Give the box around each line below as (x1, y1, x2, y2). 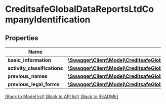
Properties (5, 34, 39, 42)
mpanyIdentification (5, 14, 90, 25)
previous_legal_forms (7, 81, 60, 88)
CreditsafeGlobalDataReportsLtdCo (5, 3, 154, 15)
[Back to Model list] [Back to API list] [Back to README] (5, 94, 119, 100)
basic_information (7, 57, 51, 63)
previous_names (7, 73, 48, 80)
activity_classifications (7, 65, 63, 71)
